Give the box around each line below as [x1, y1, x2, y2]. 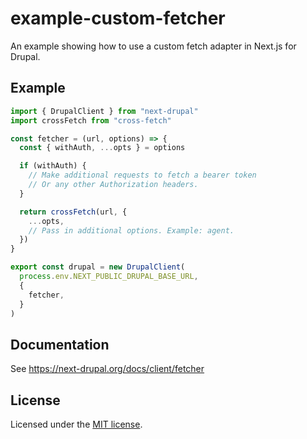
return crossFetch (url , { [19, 207, 128, 217]
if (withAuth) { [19, 161, 87, 171]
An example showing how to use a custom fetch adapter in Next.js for [10, 40, 297, 52]
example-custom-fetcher [10, 7, 226, 30]
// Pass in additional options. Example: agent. [28, 225, 235, 236]
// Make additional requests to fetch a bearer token [28, 170, 257, 181]
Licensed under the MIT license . [10, 418, 143, 430]
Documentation [10, 336, 110, 353]
